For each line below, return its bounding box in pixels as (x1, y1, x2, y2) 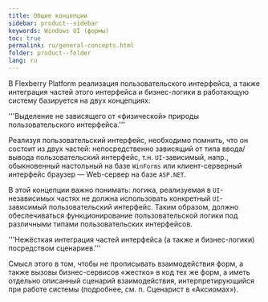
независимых (8, 194, 55, 203)
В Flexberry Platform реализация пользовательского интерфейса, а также (8, 78, 261, 88)
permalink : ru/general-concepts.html (8, 42, 135, 50)
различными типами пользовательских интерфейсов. (8, 218, 193, 229)
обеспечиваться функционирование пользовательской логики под (8, 210, 238, 220)
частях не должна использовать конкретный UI (56, 194, 221, 203)
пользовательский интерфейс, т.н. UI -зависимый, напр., (35, 152, 229, 161)
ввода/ (221, 144, 246, 153)
